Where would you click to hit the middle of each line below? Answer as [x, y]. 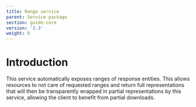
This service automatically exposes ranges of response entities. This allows [98, 79]
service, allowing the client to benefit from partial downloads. [81, 98]
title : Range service [33, 11]
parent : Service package [37, 17]
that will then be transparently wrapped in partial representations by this [94, 91]
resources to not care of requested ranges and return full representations [95, 85]
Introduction [37, 63]
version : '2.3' [25, 28]
